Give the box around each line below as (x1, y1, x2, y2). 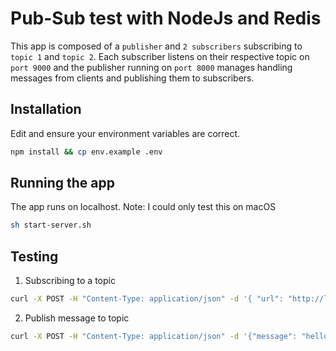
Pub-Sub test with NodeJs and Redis (10, 7, 322, 30)
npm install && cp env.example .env (10, 147, 163, 157)
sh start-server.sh (10, 220, 92, 231)
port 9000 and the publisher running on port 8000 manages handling (10, 61, 293, 73)
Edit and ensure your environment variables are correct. (10, 127, 241, 139)
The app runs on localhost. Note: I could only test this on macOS (10, 201, 277, 213)
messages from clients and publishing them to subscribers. (10, 72, 255, 84)
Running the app (10, 175, 115, 192)
